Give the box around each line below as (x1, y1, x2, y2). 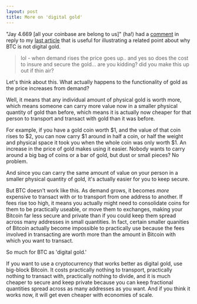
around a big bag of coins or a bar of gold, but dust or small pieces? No (6, 151, 179, 158)
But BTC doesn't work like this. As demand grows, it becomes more (6, 187, 169, 194)
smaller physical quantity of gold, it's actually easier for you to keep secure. (6, 175, 189, 182)
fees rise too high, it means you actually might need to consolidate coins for (6, 199, 190, 207)
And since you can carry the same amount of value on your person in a (6, 169, 178, 176)
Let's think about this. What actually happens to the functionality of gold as (6, 78, 188, 86)
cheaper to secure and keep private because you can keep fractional (6, 279, 173, 286)
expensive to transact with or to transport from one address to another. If (6, 193, 183, 200)
